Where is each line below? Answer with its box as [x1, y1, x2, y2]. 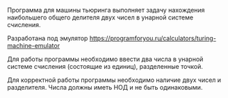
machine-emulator [7, 42, 60, 49]
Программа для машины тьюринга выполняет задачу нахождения [7, 6, 205, 14]
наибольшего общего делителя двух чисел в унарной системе [7, 13, 193, 22]
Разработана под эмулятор [7, 34, 88, 42]
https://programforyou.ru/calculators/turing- [89, 34, 217, 42]
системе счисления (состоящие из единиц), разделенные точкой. [7, 63, 203, 70]
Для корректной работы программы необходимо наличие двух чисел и [7, 76, 221, 84]
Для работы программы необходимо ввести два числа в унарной [7, 55, 204, 63]
